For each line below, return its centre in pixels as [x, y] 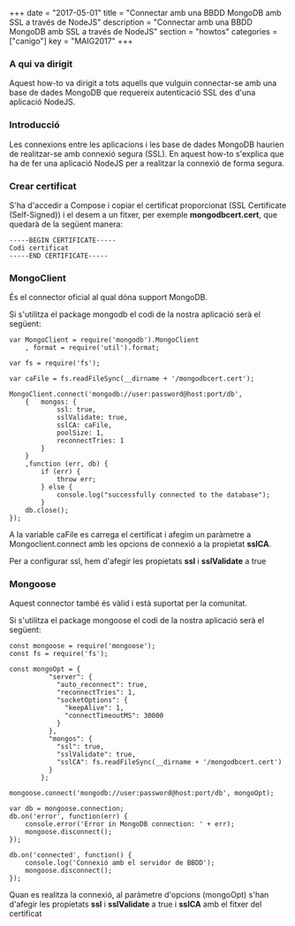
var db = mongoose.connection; [67, 809]
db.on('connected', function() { [71, 855]
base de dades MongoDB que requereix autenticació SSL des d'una [132, 93]
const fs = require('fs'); [59, 654]
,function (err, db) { [67, 464]
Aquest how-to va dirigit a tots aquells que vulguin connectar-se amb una [143, 83]
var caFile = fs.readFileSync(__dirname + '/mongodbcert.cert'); [132, 379]
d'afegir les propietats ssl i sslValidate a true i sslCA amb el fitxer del [136, 904]
